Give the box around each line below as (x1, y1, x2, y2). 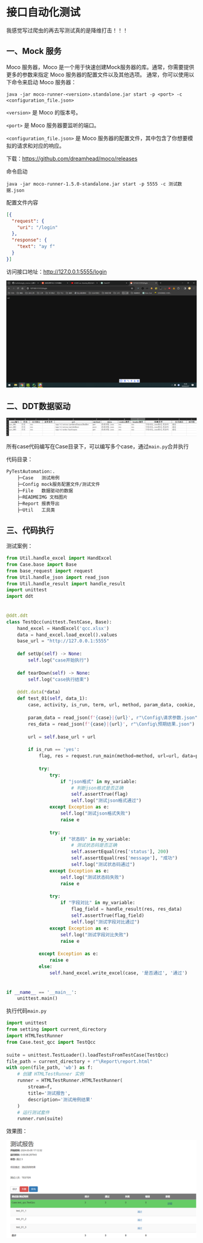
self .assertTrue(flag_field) (71, 913, 145, 919)
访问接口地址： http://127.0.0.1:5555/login (6, 267, 107, 275)
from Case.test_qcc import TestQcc (6, 1039, 96, 1045)
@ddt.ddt (6, 612, 28, 618)
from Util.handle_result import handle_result (6, 580, 126, 587)
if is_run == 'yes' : (28, 747, 80, 753)
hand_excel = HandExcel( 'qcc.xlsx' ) (17, 625, 110, 631)
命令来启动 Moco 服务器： (11, 78, 77, 85)
